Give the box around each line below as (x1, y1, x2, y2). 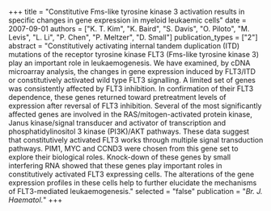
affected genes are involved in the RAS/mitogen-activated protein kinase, (8, 110, 253, 119)
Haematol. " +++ (8, 195, 63, 205)
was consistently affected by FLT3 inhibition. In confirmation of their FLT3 (8, 84, 254, 93)
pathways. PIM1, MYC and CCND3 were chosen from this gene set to (8, 144, 239, 153)
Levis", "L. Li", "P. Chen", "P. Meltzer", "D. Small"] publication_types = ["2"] (8, 32, 258, 42)
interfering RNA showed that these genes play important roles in (8, 161, 222, 170)
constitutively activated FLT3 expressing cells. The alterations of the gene (8, 169, 255, 179)
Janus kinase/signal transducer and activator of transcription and (8, 118, 227, 127)
